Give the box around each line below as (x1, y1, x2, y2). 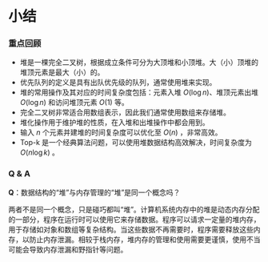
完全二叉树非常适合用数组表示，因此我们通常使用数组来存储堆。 (19, 107, 230, 117)
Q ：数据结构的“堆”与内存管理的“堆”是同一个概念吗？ (8, 187, 181, 197)
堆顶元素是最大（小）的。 (19, 67, 105, 77)
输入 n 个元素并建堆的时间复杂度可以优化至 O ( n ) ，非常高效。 (19, 127, 222, 137)
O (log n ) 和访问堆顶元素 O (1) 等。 (19, 98, 130, 107)
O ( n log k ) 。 (19, 147, 60, 157)
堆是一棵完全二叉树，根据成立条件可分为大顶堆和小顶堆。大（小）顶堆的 (19, 58, 258, 67)
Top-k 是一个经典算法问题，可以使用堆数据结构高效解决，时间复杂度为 (19, 138, 252, 147)
